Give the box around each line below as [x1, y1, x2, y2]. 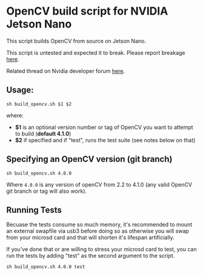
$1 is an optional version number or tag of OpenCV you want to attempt [15, 123, 193, 131]
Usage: [6, 85, 35, 95]
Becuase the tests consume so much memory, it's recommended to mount [6, 221, 193, 229]
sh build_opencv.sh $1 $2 [6, 101, 72, 107]
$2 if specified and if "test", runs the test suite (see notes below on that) [15, 136, 196, 143]
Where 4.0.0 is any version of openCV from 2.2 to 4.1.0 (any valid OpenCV [6, 181, 193, 188]
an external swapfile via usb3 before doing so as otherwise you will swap [6, 227, 189, 235]
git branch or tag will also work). [6, 187, 87, 195]
